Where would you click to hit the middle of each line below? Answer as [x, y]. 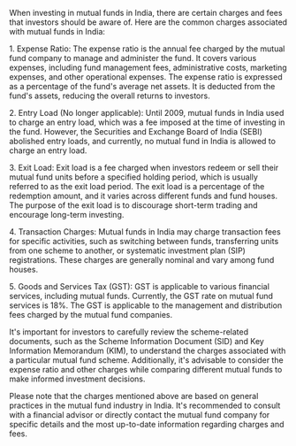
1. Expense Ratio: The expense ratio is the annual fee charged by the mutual [147, 49]
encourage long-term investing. [67, 215]
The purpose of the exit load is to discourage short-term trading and [133, 205]
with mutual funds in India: [57, 31]
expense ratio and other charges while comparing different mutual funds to [146, 369]
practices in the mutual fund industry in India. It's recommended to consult [145, 405]
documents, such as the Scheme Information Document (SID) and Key [137, 341]
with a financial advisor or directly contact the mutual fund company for [140, 415]
